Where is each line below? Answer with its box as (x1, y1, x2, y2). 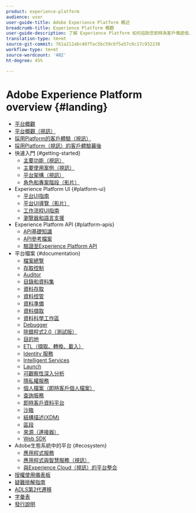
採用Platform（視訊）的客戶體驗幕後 (14, 142, 102, 149)
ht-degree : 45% (6, 57, 43, 63)
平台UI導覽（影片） (23, 200, 70, 207)
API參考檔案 (23, 235, 52, 242)
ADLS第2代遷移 (14, 486, 52, 493)
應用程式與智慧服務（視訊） (23, 457, 90, 464)
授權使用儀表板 (14, 471, 51, 478)
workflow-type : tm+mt (6, 47, 59, 53)
